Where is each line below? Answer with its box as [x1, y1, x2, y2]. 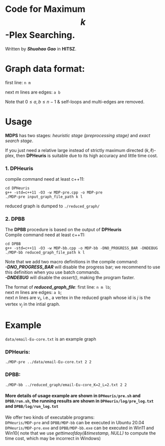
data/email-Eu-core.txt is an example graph [5, 336, 96, 342]
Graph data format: [5, 63, 85, 75]
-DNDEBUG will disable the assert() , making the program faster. [5, 275, 135, 281]
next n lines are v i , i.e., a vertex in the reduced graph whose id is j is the [5, 295, 151, 302]
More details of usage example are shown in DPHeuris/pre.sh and [5, 393, 141, 399]
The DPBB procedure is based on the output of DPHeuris [5, 227, 122, 233]
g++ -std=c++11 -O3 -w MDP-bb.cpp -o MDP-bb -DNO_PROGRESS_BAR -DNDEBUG [5, 246, 158, 251]
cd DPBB [5, 242, 21, 247]
